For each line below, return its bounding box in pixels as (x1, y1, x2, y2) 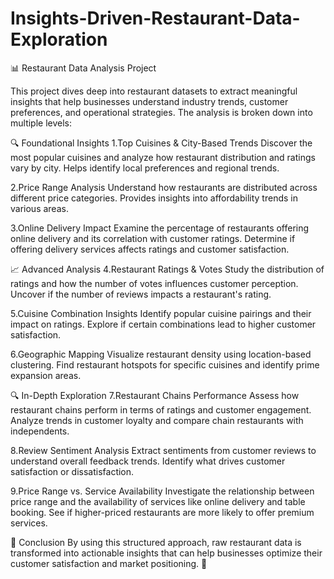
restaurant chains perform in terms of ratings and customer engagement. (10, 403, 312, 416)
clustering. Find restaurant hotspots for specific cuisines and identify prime (10, 358, 320, 371)
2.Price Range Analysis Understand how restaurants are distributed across (10, 181, 318, 193)
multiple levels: (10, 117, 73, 129)
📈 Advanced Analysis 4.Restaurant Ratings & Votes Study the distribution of (10, 263, 325, 275)
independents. (10, 425, 70, 437)
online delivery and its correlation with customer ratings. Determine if (10, 232, 296, 244)
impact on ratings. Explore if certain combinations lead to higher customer (10, 318, 317, 330)
